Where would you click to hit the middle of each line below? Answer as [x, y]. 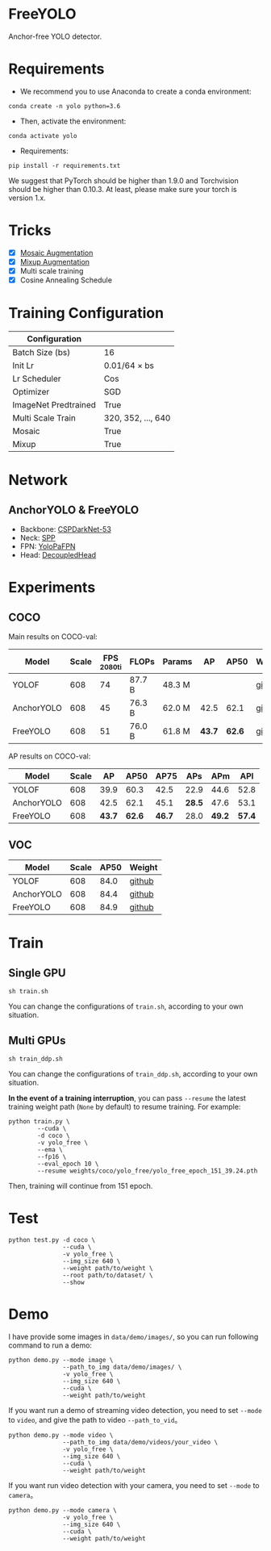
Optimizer [31, 392]
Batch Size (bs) [42, 352]
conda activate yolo [43, 136]
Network [38, 480]
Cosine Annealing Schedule [66, 280]
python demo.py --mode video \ [61, 1435]
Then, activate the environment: [73, 121]
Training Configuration [86, 314]
